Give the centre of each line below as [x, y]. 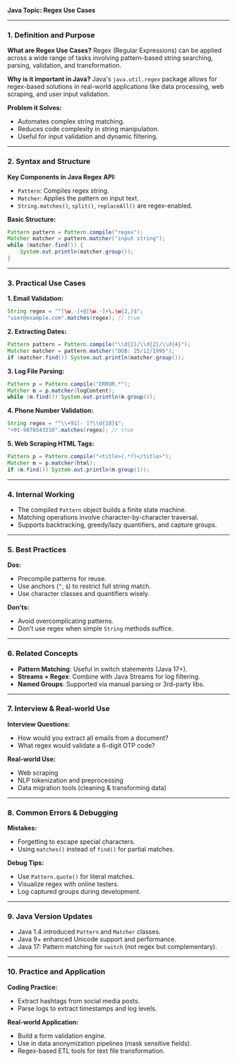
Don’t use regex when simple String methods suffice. [96, 628]
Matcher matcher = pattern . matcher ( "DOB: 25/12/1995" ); [91, 351]
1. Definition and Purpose [51, 35]
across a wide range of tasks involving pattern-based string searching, [110, 58]
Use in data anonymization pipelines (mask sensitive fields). [104, 1043]
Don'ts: [18, 607]
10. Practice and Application [56, 972]
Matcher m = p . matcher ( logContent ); [61, 390]
